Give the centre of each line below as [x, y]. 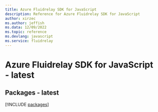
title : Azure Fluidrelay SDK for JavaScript [51, 9]
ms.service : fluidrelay [29, 41]
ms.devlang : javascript [29, 37]
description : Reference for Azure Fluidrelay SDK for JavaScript [72, 14]
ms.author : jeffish [25, 23]
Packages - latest [32, 93]
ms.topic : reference [26, 32]
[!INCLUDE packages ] [27, 104]
